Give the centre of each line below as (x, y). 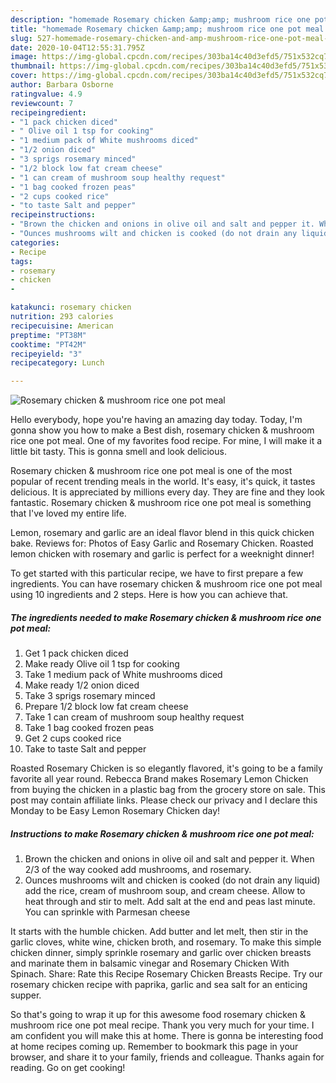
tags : (21, 261)
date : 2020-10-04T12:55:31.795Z (77, 47)
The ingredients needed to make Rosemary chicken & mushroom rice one (166, 617)
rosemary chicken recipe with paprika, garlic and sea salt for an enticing (159, 985)
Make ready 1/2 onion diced (82, 685)
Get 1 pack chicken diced (76, 653)
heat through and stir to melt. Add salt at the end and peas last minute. (170, 902)
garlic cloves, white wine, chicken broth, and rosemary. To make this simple (166, 942)
